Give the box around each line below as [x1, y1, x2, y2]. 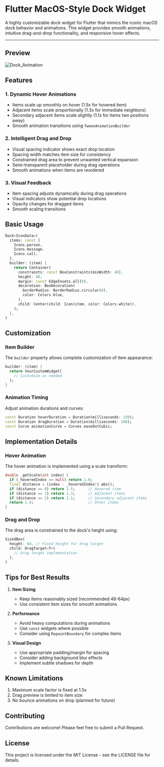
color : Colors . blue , [22, 293, 64, 298]
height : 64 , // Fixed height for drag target [9, 541, 104, 546]
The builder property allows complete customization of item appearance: [5, 355, 153, 361]
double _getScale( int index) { [5, 473, 69, 478]
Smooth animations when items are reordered [12, 167, 104, 173]
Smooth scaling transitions [12, 206, 66, 212]
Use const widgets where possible [19, 625, 89, 631]
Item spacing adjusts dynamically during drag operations [12, 190, 127, 197]
